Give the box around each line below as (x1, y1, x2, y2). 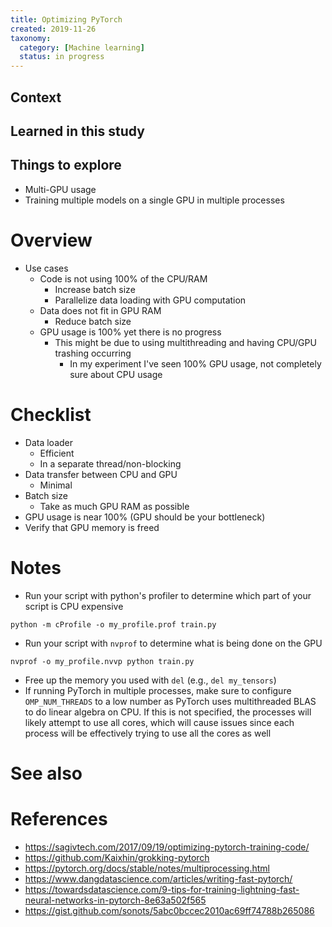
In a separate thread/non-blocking (39, 457, 182, 470)
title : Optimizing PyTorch (10, 14, 123, 25)
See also (10, 762, 83, 785)
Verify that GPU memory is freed (24, 521, 160, 533)
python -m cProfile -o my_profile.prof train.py (10, 619, 217, 630)
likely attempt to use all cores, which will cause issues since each (24, 716, 295, 728)
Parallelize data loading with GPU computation (54, 294, 247, 306)
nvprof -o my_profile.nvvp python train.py (10, 656, 195, 666)
